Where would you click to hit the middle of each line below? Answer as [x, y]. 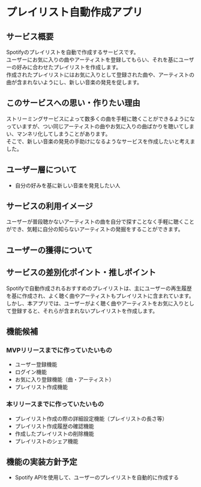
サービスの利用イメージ [49, 206]
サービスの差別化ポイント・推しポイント [81, 273]
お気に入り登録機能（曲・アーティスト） [65, 380]
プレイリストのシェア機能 [46, 441]
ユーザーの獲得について [49, 250]
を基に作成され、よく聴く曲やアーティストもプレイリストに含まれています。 [100, 295]
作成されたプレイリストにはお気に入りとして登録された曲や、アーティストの [100, 75]
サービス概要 [30, 36]
